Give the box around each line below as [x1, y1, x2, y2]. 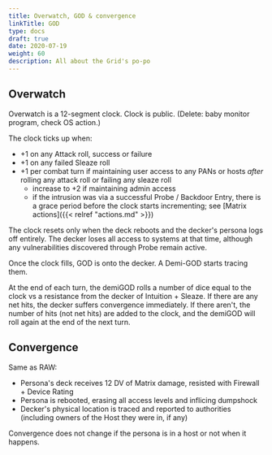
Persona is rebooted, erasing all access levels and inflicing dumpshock [19, 395, 258, 405]
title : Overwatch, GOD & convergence [8, 11, 136, 20]
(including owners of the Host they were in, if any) [19, 412, 188, 422]
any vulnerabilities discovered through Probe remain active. [8, 242, 207, 252]
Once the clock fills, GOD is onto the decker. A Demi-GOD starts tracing [8, 258, 248, 268]
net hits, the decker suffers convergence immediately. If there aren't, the [8, 300, 251, 310]
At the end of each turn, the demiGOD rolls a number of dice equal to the [8, 282, 252, 292]
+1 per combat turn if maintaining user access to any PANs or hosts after [19, 166, 264, 175]
